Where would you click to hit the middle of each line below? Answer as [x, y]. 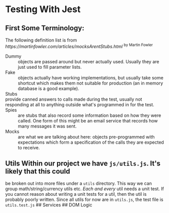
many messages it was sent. [47, 126]
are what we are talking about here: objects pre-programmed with [86, 137]
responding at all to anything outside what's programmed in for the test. [80, 104]
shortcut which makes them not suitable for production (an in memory [91, 83]
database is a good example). [49, 88]
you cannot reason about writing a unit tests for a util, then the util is [76, 194]
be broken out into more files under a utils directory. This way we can [79, 184]
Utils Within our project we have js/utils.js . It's [83, 164]
